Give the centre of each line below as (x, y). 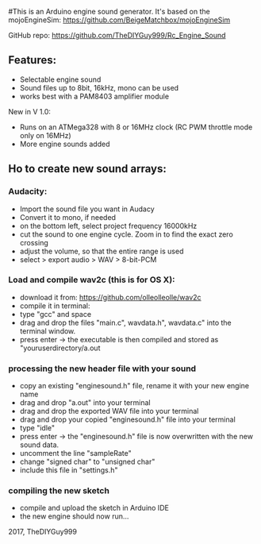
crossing (34, 242)
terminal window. (48, 331)
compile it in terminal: (55, 306)
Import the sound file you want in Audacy (87, 209)
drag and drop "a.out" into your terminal (85, 403)
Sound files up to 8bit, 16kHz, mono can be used (99, 87)
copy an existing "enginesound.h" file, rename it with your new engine (134, 386)
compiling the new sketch (59, 491)
